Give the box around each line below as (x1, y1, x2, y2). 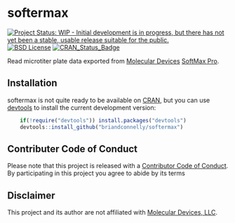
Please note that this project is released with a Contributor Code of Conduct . (7, 162, 229, 170)
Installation (7, 77, 58, 89)
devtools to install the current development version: (7, 103, 156, 112)
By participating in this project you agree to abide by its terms (7, 169, 186, 177)
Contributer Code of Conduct (7, 143, 138, 155)
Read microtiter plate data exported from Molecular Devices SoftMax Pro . (7, 56, 220, 65)
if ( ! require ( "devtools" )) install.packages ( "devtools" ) (20, 117, 187, 124)
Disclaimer (7, 189, 55, 201)
